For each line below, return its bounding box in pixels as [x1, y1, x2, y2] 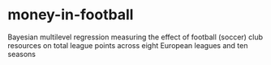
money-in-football [7, 6, 134, 24]
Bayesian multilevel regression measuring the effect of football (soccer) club [7, 32, 264, 42]
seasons [7, 49, 36, 59]
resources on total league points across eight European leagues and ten [7, 40, 248, 50]
